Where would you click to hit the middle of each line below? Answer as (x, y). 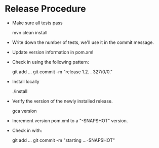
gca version (24, 111)
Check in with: (27, 130)
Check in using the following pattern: (50, 62)
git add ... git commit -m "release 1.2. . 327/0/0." (62, 72)
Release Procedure (46, 9)
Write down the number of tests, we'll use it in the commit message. (83, 42)
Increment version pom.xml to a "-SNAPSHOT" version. (70, 120)
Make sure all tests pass (37, 23)
